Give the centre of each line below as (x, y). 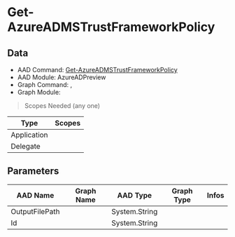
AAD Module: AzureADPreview (62, 77)
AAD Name (35, 195)
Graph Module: (39, 92)
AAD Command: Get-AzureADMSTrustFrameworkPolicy (98, 70)
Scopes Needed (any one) (62, 106)
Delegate (26, 146)
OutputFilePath (35, 211)
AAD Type (135, 195)
